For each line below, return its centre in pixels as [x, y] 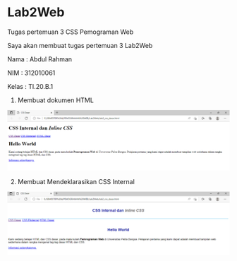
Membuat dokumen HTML [55, 100]
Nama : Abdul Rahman [40, 59]
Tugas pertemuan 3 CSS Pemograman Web [71, 32]
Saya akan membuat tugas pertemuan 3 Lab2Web [80, 45]
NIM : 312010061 [31, 73]
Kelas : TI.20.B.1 [30, 86]
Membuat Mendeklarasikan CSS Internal [76, 182]
